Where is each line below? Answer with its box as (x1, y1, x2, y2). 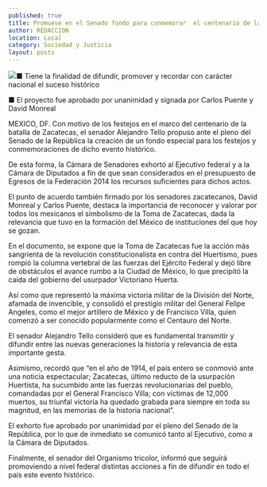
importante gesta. (8, 348, 67, 358)
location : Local (8, 33, 62, 42)
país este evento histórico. (8, 470, 95, 479)
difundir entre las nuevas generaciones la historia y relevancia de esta (8, 339, 238, 349)
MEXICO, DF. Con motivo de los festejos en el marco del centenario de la (8, 119, 247, 128)
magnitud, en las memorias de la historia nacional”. (8, 406, 175, 415)
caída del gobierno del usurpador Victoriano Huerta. (8, 275, 180, 284)
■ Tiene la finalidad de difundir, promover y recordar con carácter (16, 72, 233, 80)
